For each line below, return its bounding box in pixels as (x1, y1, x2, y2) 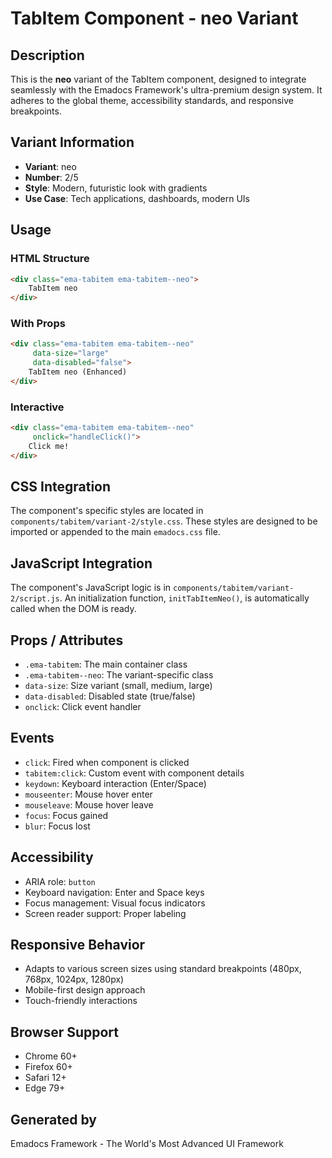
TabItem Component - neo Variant (10, 7, 299, 30)
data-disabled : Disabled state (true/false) (24, 690, 196, 702)
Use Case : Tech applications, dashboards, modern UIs (24, 192, 250, 204)
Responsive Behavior (10, 937, 146, 954)
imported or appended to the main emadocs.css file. (10, 526, 221, 538)
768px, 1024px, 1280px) (24, 973, 125, 986)
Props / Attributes (10, 632, 124, 649)
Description (10, 47, 85, 64)
